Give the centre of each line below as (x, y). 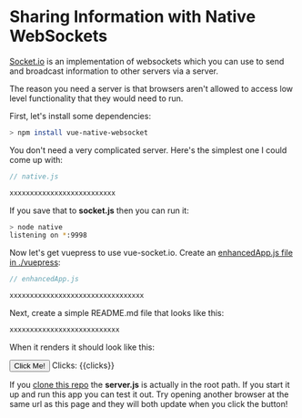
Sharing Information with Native (133, 17)
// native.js (34, 176)
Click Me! (30, 366)
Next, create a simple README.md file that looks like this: (117, 313)
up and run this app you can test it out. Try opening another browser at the (149, 394)
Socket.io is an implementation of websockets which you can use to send (147, 61)
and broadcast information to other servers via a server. (114, 71)
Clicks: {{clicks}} (83, 365)
